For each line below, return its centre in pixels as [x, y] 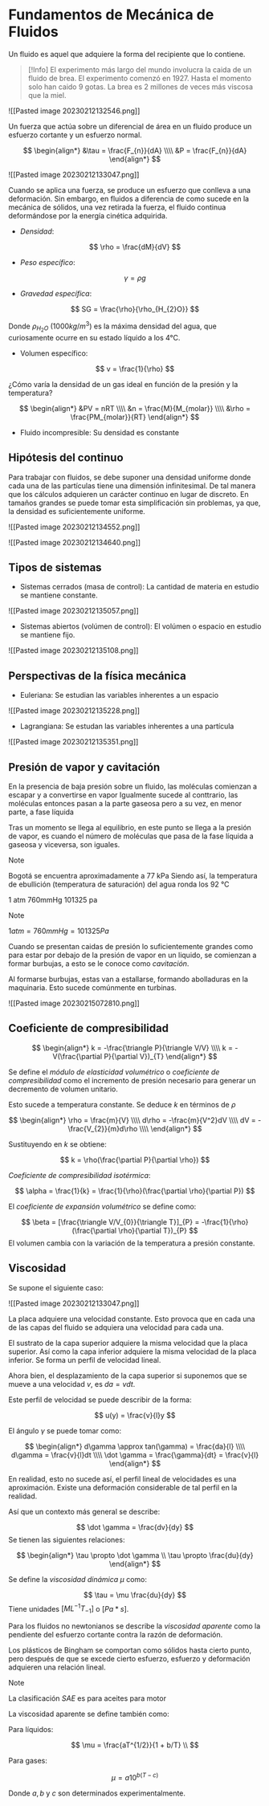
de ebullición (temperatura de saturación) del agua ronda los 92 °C [119, 884]
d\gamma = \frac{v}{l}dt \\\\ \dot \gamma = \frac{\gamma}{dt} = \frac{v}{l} [135, 1454]
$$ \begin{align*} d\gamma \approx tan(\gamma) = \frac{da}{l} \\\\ [135, 1446]
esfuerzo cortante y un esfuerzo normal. [75, 135]
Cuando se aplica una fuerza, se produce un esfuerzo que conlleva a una [130, 190]
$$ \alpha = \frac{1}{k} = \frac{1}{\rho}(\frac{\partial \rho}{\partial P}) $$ [135, 1191]
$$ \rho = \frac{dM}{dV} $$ [135, 247]
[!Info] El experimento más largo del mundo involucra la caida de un [140, 69]
